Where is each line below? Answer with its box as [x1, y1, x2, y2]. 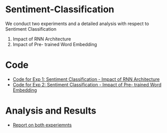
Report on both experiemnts [12, 122, 72, 128]
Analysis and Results [5, 105, 97, 117]
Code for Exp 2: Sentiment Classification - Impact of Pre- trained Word [12, 81, 162, 87]
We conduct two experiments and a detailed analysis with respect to [5, 20, 149, 27]
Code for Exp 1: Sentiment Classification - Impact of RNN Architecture [12, 76, 160, 82]
